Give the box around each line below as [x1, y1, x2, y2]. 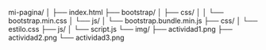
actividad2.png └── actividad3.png [8, 33, 125, 42]
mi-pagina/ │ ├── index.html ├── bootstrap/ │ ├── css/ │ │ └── [8, 8, 224, 17]
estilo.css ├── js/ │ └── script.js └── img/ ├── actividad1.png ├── [8, 25, 233, 33]
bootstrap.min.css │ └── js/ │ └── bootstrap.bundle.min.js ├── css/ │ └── [8, 16, 258, 25]
